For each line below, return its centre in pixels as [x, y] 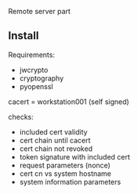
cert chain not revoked [56, 149]
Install [24, 36]
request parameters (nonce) [65, 165]
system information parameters [70, 181]
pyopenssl [36, 86]
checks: [21, 117]
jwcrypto [34, 70]
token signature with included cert [75, 156]
